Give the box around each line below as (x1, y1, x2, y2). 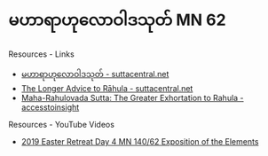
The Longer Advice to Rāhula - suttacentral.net (20, 82, 193, 93)
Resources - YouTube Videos (8, 119, 114, 129)
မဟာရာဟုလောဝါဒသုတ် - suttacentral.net (20, 68, 169, 79)
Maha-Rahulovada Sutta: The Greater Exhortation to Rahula (20, 92, 239, 103)
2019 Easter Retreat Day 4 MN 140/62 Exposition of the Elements (20, 136, 259, 146)
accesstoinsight (20, 102, 80, 113)
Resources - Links (8, 49, 75, 59)
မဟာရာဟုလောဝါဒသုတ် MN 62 (8, 10, 227, 30)
